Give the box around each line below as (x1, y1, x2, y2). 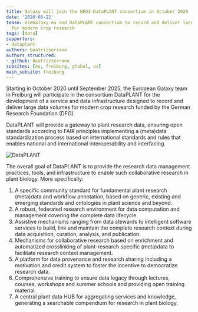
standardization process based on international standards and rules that (6, 134, 181, 141)
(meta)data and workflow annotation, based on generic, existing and (14, 193, 181, 200)
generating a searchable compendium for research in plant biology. (14, 300, 179, 307)
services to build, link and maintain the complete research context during (14, 224, 192, 231)
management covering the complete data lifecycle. (14, 212, 138, 219)
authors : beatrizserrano (6, 47, 67, 53)
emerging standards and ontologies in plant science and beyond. (14, 200, 173, 207)
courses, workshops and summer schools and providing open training (14, 281, 185, 288)
